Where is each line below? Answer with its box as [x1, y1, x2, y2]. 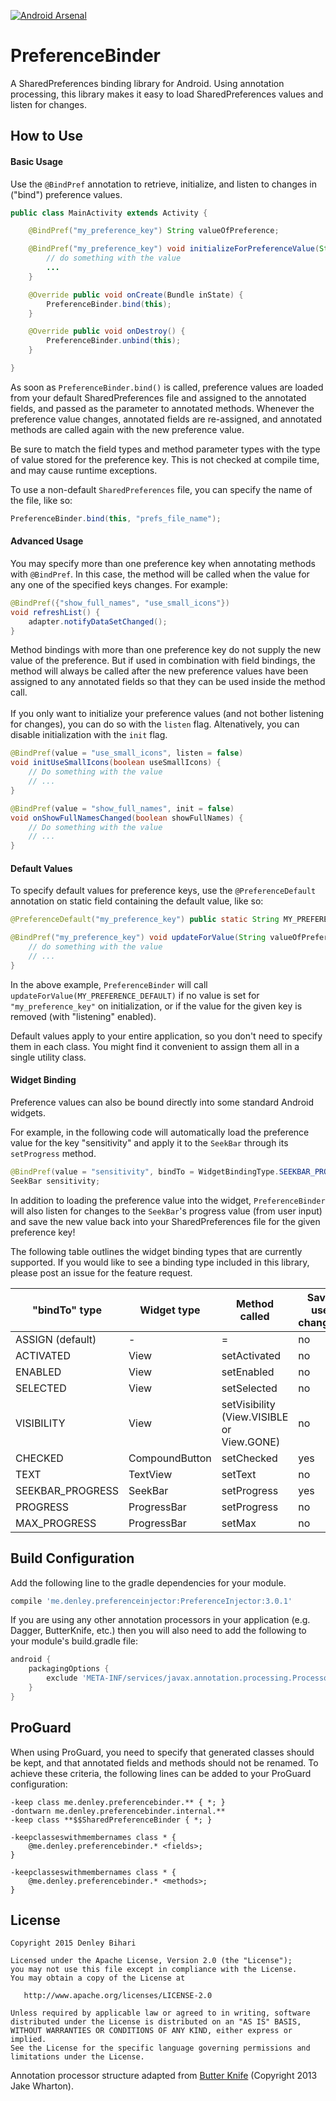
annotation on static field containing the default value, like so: [10, 895, 264, 907]
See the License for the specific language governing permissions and [10, 2043, 311, 2054]
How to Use [10, 128, 84, 145]
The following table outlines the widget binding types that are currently [10, 1245, 303, 1257]
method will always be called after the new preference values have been [10, 665, 309, 677]
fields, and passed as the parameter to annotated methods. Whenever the [10, 402, 315, 414]
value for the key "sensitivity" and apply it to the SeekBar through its [10, 1137, 289, 1149]
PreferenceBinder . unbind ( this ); [46, 336, 182, 346]
